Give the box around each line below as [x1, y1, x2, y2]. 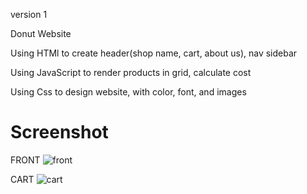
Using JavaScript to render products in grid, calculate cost [10, 67, 252, 78]
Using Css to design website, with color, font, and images [10, 86, 247, 98]
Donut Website [10, 28, 72, 39]
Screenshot [10, 121, 109, 144]
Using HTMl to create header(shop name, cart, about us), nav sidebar [10, 47, 298, 59]
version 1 [10, 9, 48, 20]
